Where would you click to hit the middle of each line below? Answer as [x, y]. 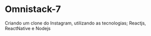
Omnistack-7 [33, 9]
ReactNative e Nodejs [28, 28]
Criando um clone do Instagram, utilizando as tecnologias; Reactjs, [75, 23]
